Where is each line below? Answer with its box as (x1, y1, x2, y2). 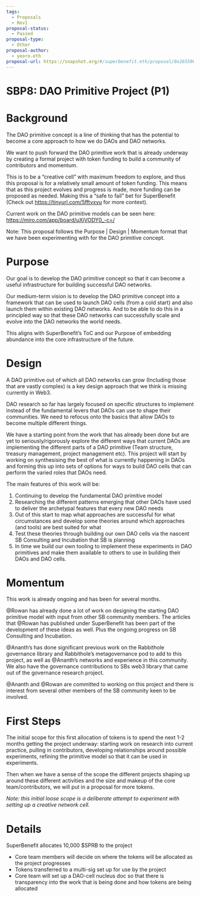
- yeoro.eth (11, 53, 42, 59)
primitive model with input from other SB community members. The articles (6, 614, 190, 621)
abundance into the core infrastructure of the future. (6, 336, 135, 343)
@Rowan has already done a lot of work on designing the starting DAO (6, 607, 179, 614)
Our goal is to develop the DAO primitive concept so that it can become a (6, 274, 185, 282)
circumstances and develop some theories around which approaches (14, 517, 185, 524)
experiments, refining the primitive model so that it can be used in (6, 753, 167, 760)
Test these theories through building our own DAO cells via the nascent (14, 530, 189, 537)
